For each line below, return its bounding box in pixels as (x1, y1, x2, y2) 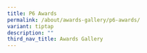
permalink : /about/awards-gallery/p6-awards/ (7, 17, 140, 23)
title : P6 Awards (7, 10, 57, 17)
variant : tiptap (7, 23, 54, 30)
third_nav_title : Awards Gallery (7, 36, 104, 43)
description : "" (7, 29, 54, 36)
